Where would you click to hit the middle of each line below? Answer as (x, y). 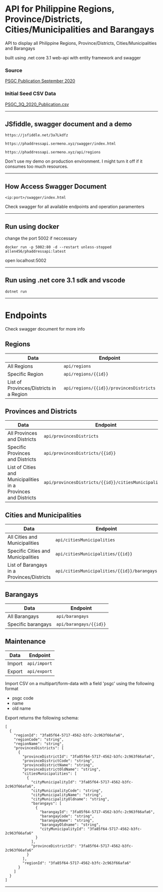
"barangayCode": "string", (67, 816)
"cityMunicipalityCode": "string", (67, 790)
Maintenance (25, 641)
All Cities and (23, 537)
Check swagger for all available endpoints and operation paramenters (75, 207)
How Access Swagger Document (56, 186)
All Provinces (22, 433)
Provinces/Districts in (32, 388)
